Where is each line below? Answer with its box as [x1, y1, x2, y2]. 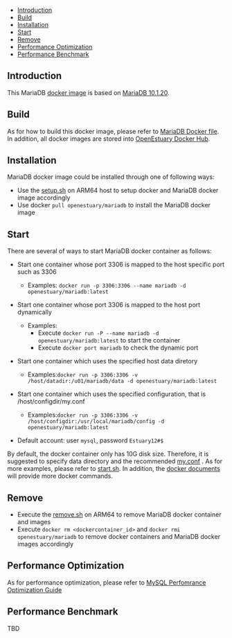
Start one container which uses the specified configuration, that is [17, 390, 206, 398]
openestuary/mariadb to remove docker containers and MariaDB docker [17, 533, 220, 541]
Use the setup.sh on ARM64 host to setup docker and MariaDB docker [17, 187, 219, 195]
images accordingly [17, 540, 74, 549]
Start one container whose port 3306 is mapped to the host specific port [17, 260, 225, 269]
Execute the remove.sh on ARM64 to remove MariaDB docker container [17, 510, 222, 519]
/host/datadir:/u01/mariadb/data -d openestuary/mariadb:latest [27, 378, 217, 385]
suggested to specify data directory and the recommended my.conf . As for [7, 457, 223, 465]
